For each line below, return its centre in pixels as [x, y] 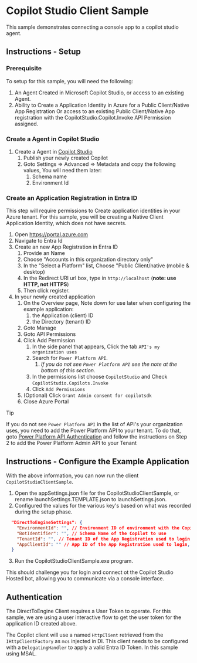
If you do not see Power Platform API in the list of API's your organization [94, 424]
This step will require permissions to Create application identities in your [93, 211]
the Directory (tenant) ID [61, 322]
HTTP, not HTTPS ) [46, 284]
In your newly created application [55, 297]
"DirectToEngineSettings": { [47, 523]
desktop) [34, 272]
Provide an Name [44, 253]
